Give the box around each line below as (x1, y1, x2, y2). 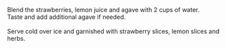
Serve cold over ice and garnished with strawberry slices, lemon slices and (7, 27, 220, 35)
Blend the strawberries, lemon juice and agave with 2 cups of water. (7, 6, 200, 14)
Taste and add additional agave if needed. (7, 13, 126, 21)
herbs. (7, 34, 25, 43)
